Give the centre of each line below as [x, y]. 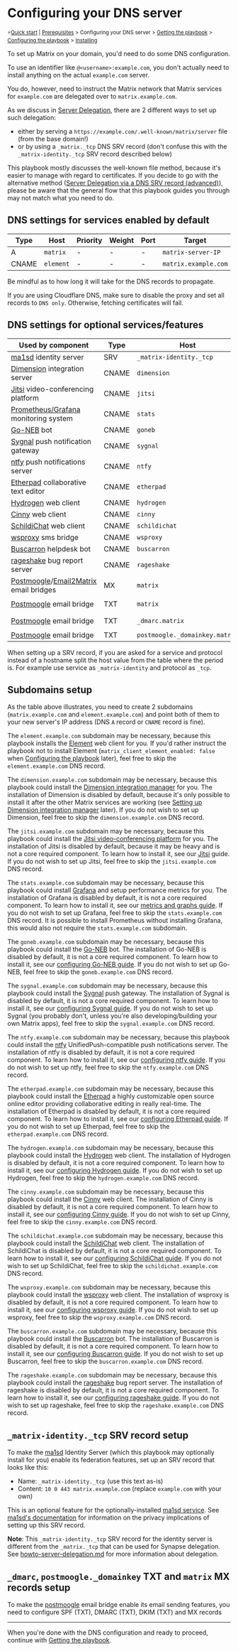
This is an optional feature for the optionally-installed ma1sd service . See [113, 1510]
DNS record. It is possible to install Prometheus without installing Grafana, [115, 921]
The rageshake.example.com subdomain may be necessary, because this [112, 1375]
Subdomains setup [50, 689]
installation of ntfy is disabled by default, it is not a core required [101, 1052]
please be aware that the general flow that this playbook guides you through [119, 190]
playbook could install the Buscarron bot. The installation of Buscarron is [113, 1339]
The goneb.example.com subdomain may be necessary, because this [106, 942]
